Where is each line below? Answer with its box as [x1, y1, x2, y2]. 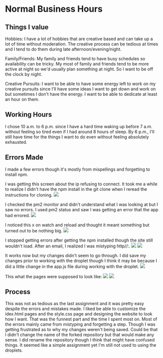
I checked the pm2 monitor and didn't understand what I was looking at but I [5, 201, 158, 207]
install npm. [5, 171, 28, 177]
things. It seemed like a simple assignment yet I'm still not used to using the [5, 342, 157, 348]
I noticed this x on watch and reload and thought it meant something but [5, 222, 150, 228]
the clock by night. [5, 71, 42, 77]
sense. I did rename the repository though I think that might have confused [5, 337, 155, 343]
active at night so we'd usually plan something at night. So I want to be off [5, 66, 153, 72]
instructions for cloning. [5, 192, 53, 198]
